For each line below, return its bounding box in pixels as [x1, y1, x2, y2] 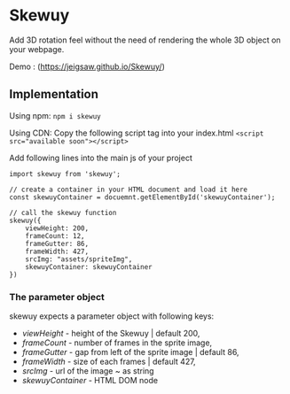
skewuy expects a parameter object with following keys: [9, 311, 215, 321]
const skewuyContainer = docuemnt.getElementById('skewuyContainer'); [9, 192, 276, 202]
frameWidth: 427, [25, 247, 90, 256]
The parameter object [9, 290, 105, 303]
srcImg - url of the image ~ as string [21, 366, 154, 376]
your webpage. [9, 43, 65, 54]
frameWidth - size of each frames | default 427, [21, 356, 197, 367]
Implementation [9, 87, 99, 102]
